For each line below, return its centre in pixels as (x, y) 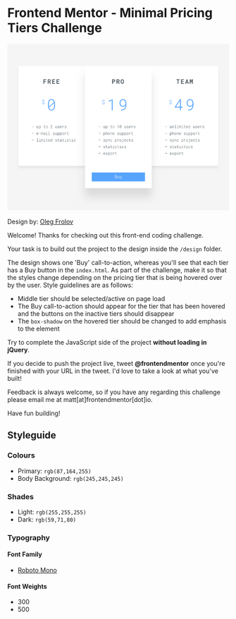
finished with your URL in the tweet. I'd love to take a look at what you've (113, 371)
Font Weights (27, 586)
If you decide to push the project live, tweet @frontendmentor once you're (116, 363)
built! (15, 378)
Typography (29, 537)
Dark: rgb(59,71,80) (46, 519)
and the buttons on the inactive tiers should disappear (96, 313)
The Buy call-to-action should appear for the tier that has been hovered (121, 306)
